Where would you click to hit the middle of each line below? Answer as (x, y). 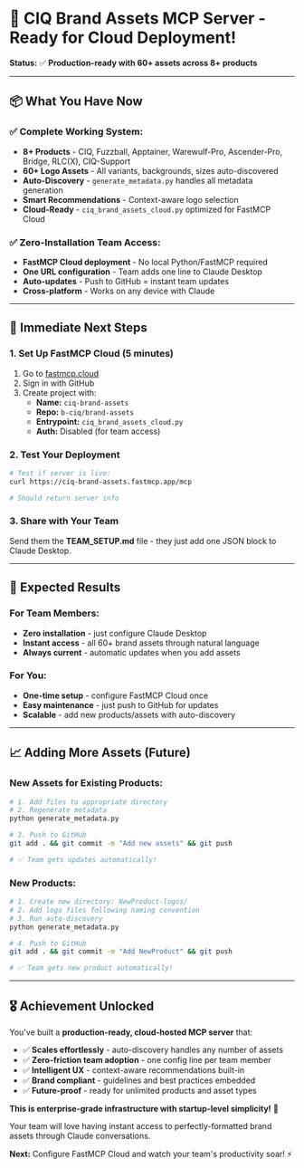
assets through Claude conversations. (80, 1135)
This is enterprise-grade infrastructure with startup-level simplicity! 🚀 (144, 1108)
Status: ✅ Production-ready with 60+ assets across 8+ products (133, 62)
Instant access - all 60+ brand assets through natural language (141, 643)
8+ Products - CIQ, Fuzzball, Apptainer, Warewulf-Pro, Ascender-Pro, (152, 151)
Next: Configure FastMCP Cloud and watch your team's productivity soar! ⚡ (151, 1154)
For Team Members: (54, 613)
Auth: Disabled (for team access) (98, 431)
